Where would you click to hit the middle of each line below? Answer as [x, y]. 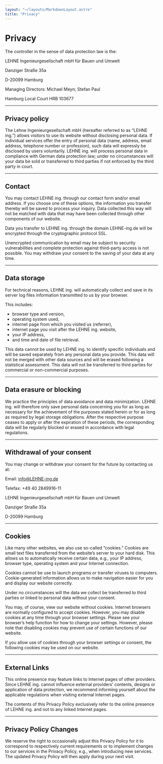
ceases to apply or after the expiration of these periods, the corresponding [80, 422]
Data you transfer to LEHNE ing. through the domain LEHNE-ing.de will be [79, 228]
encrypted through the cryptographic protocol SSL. [56, 234]
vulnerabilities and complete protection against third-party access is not [77, 248]
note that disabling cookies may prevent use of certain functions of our [76, 628]
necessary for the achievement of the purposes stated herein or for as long [80, 412]
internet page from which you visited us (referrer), [62, 324]
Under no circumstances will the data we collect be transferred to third [76, 593]
